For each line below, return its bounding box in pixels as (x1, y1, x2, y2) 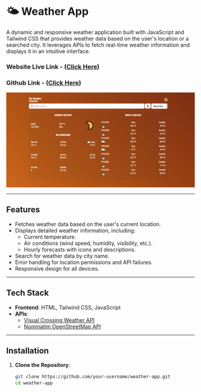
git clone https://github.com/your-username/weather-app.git (14, 374, 171, 380)
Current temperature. (23, 233, 77, 240)
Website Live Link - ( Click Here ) (6, 62, 100, 71)
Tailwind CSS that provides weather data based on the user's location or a (6, 35, 189, 42)
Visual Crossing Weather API (23, 316, 95, 323)
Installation (6, 345, 49, 356)
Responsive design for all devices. (14, 265, 100, 272)
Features (6, 204, 40, 215)
